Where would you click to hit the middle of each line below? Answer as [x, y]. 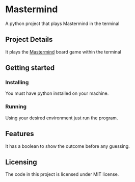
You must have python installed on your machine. [57, 93]
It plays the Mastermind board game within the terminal [63, 51]
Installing [17, 83]
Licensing [21, 162]
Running [16, 107]
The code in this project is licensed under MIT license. [62, 174]
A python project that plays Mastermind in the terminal [62, 23]
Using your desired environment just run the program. [62, 118]
